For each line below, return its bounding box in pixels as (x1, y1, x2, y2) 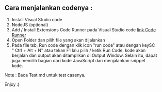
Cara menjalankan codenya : (4, 4, 93, 12)
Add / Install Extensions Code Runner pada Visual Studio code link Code (11, 26, 156, 33)
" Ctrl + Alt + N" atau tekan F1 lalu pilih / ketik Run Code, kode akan (11, 47, 146, 53)
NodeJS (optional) (11, 22, 49, 27)
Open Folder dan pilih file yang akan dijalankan (11, 37, 105, 43)
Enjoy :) (4, 81, 20, 87)
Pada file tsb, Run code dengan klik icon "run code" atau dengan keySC (11, 42, 155, 48)
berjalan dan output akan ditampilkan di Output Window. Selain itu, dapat (11, 53, 157, 58)
